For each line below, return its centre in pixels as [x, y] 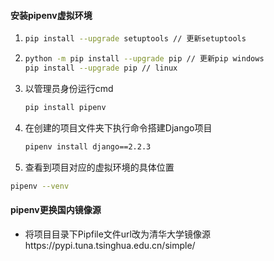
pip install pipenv [65, 107]
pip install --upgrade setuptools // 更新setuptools [135, 39]
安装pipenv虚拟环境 [51, 15]
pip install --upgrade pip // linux [101, 68]
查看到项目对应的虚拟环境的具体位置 [99, 167]
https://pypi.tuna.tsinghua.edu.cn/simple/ [110, 245]
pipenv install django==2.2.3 [88, 146]
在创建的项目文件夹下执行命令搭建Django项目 [118, 127]
